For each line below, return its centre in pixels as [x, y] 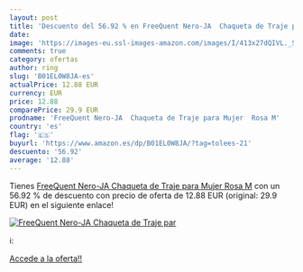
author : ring [34, 68]
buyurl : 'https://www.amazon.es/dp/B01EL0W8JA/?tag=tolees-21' [131, 143]
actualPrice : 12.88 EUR [54, 85]
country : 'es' [36, 127]
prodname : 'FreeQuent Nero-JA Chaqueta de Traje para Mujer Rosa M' [145, 118]
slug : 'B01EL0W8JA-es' [52, 77]
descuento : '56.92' [46, 151]
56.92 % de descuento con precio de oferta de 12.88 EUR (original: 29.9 [143, 195]
